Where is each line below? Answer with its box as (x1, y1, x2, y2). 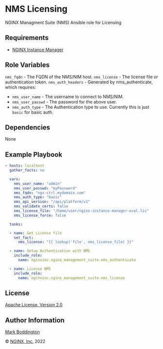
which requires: (5, 84, 36, 90)
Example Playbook (5, 150, 62, 159)
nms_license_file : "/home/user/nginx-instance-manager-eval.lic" (14, 208, 149, 213)
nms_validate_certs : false (14, 204, 69, 209)
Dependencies (5, 123, 50, 131)
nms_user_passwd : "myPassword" (14, 185, 77, 191)
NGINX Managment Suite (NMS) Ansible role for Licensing (5, 20, 122, 25)
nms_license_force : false (14, 213, 67, 218)
